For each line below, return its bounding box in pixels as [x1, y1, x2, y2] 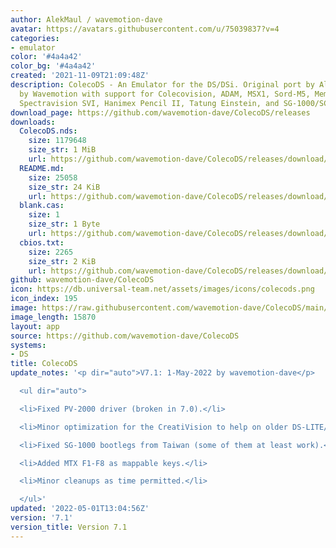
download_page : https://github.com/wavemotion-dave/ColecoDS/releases [10, 107, 311, 118]
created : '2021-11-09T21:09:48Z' [10, 71, 150, 81]
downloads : [10, 117, 56, 127]
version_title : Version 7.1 [10, 522, 128, 532]
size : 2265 [28, 247, 74, 257]
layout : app [10, 321, 60, 331]
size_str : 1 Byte [28, 219, 101, 230]
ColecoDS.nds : [19, 126, 78, 136]
